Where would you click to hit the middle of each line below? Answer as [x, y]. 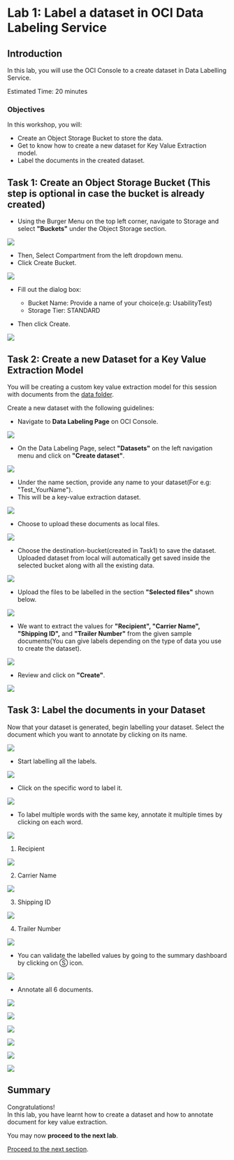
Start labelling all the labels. [57, 761]
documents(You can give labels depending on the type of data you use [119, 641]
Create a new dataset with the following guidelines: [81, 408]
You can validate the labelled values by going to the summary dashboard [122, 955]
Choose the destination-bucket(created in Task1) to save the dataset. [117, 550]
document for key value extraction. [58, 1122]
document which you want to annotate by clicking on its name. [97, 734]
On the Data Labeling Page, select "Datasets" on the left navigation [115, 448]
